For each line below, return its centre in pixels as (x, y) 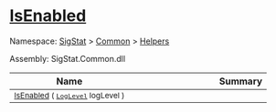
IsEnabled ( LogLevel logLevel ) (69, 95)
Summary (241, 81)
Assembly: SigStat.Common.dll (68, 58)
